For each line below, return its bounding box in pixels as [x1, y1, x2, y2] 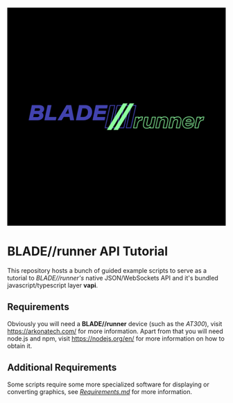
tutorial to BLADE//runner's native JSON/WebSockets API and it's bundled [7, 274, 218, 282]
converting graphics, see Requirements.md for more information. [7, 387, 193, 395]
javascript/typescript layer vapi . [7, 281, 98, 289]
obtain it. [7, 341, 33, 350]
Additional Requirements [7, 361, 117, 374]
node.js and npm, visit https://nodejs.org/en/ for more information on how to [7, 334, 225, 343]
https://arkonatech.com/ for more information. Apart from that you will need [7, 327, 223, 335]
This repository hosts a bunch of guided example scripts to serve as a [7, 266, 207, 274]
